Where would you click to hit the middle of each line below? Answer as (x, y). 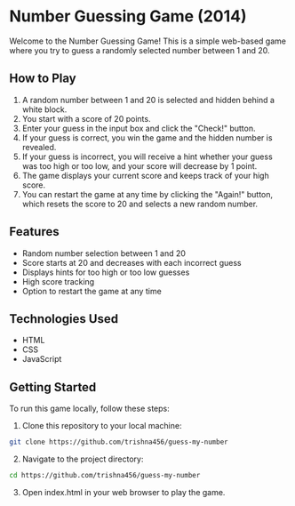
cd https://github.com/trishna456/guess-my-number (105, 476)
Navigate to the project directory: (83, 459)
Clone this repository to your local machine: (102, 426)
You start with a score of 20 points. (86, 118)
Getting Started (53, 387)
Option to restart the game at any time (92, 291)
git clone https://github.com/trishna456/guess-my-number (119, 442)
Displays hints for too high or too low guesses (106, 272)
